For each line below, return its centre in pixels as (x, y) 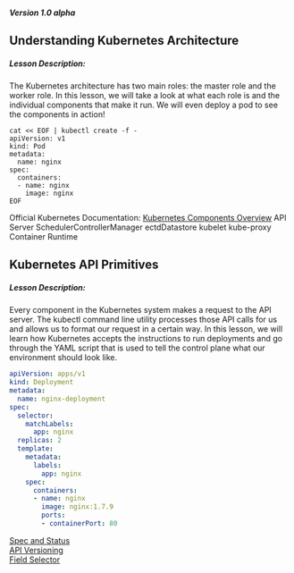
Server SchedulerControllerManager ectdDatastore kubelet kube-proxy (140, 227)
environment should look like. (63, 358)
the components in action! (57, 114)
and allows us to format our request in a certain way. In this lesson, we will (146, 329)
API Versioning (37, 550)
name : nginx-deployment (61, 399)
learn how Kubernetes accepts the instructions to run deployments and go (146, 339)
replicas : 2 (40, 441)
